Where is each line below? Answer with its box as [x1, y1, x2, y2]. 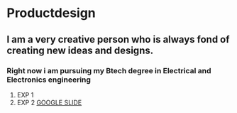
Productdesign [6, 5, 97, 21]
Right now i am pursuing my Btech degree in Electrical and [6, 65, 211, 75]
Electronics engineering [6, 75, 92, 85]
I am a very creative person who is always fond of [6, 33, 230, 45]
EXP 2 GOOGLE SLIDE [16, 98, 82, 107]
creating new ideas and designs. [6, 44, 154, 56]
